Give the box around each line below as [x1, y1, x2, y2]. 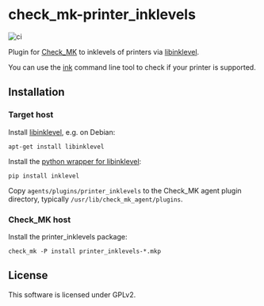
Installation [8, 86, 65, 99]
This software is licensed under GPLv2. [8, 289, 136, 299]
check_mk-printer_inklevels [8, 6, 197, 24]
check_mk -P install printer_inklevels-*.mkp [8, 247, 161, 255]
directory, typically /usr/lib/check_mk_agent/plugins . [8, 194, 184, 204]
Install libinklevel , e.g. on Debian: [8, 127, 116, 136]
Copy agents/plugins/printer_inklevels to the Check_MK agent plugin [8, 186, 242, 195]
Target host [8, 109, 54, 120]
